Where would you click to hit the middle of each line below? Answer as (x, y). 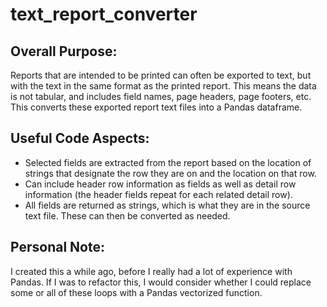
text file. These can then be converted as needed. (127, 215)
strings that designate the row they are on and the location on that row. (170, 173)
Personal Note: (57, 247)
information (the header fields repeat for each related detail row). (158, 194)
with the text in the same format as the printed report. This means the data (163, 86)
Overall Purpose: (64, 51)
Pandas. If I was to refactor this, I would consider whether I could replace (161, 282)
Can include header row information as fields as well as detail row (160, 184)
